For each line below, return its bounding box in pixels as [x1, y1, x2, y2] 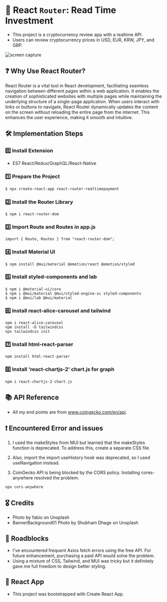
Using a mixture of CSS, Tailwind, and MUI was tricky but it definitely [12, 558, 154, 564]
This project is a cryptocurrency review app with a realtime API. [12, 31, 143, 37]
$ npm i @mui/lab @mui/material [5, 295, 72, 301]
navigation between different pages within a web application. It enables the [5, 88, 160, 94]
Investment [5, 15, 53, 26]
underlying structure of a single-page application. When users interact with [5, 98, 160, 104]
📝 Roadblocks [5, 534, 49, 543]
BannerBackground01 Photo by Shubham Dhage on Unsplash [12, 520, 139, 526]
